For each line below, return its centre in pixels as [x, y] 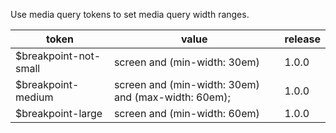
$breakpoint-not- [58, 56]
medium [34, 97]
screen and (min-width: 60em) [186, 113]
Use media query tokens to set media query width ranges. [130, 14]
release [302, 39]
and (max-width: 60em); [172, 97]
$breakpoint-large [59, 113]
